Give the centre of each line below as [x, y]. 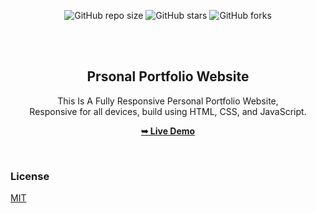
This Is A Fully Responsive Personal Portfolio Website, [168, 101]
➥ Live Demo [168, 131]
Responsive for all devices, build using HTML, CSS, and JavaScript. [168, 111]
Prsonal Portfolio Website [168, 76]
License [30, 176]
